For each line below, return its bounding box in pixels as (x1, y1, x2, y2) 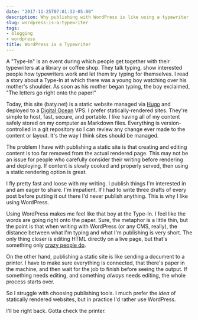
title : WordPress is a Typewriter (6, 42, 92, 48)
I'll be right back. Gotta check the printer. (6, 307, 106, 314)
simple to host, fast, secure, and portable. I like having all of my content (6, 113, 180, 120)
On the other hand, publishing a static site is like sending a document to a (6, 253, 185, 260)
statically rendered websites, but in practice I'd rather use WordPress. (6, 296, 176, 303)
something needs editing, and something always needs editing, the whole (6, 272, 186, 279)
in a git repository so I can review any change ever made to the (32, 125, 186, 133)
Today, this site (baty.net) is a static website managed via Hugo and (6, 100, 171, 107)
